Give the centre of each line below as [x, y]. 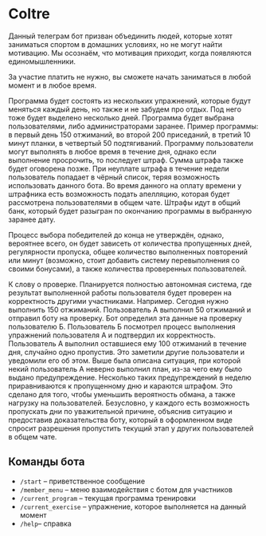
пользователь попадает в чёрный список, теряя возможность [114, 177]
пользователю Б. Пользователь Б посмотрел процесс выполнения [122, 326]
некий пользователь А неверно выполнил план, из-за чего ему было [125, 368]
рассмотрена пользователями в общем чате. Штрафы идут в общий [125, 202]
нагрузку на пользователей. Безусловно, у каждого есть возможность [129, 403]
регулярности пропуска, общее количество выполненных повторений [128, 251]
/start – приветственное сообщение [82, 481]
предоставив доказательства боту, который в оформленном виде [121, 420]
